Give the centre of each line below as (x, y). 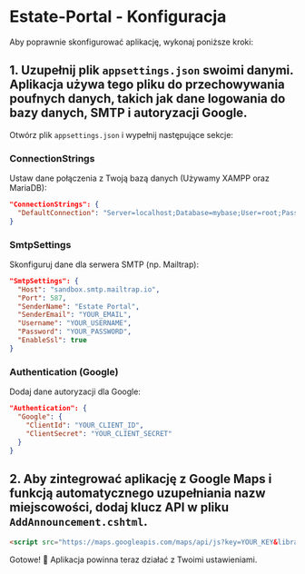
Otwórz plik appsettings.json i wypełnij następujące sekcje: (122, 134)
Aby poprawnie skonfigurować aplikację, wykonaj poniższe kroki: (132, 42)
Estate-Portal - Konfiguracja (118, 17)
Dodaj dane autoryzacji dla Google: (75, 391)
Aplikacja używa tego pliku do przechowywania (148, 85)
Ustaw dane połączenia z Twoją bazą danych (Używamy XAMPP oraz (139, 178)
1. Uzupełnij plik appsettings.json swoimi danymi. (152, 70)
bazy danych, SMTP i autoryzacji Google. (128, 113)
